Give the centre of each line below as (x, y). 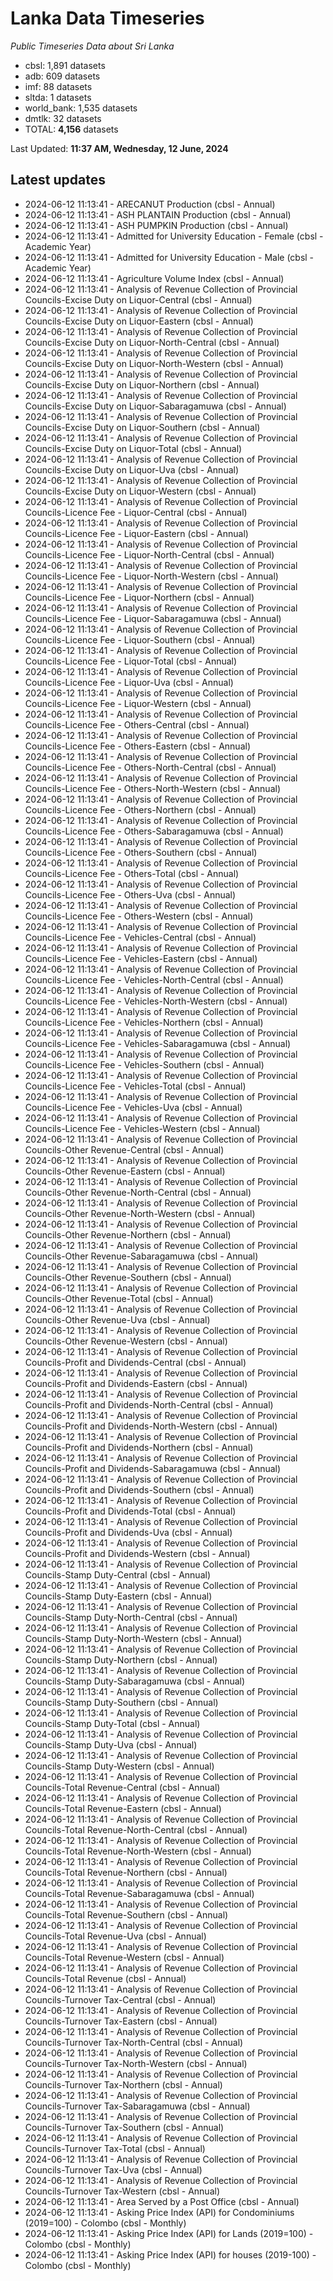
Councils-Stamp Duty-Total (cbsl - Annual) (112, 1723)
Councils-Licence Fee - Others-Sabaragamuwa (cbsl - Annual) (154, 831)
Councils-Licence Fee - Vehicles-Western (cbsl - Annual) (142, 1128)
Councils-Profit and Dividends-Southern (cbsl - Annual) (139, 1489)
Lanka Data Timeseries (107, 18)
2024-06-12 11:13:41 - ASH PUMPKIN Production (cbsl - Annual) (156, 225)
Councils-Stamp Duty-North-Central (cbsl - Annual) (131, 1617)
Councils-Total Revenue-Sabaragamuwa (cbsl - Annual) (139, 1893)
